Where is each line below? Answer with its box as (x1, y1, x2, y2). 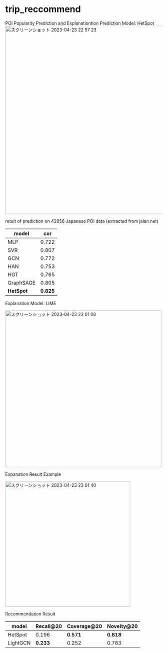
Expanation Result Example (5, 471, 61, 477)
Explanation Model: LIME (5, 300, 56, 306)
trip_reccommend (5, 4, 81, 15)
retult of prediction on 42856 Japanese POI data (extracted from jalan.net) (5, 218, 158, 224)
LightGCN (7, 639, 31, 646)
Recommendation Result (5, 611, 56, 617)
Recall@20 (35, 622, 62, 629)
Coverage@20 (66, 622, 102, 629)
